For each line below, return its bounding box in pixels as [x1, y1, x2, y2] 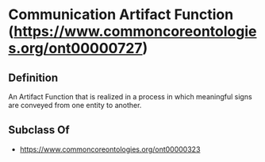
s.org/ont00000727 [8, 40, 143, 57]
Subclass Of [8, 123, 70, 137]
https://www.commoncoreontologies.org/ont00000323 [19, 145, 201, 154]
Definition [8, 71, 58, 84]
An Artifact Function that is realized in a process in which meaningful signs [8, 92, 252, 101]
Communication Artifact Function [8, 6, 234, 24]
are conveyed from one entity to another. [8, 101, 142, 110]
